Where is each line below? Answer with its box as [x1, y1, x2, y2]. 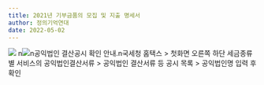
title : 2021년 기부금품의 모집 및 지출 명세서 [8, 11, 140, 20]
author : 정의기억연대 [8, 19, 69, 27]
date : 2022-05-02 [8, 26, 65, 34]
